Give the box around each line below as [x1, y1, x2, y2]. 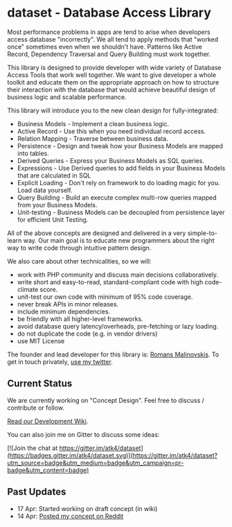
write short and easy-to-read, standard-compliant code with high [17, 277, 204, 286]
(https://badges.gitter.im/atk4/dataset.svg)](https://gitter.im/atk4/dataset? [7, 451, 218, 459]
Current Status [7, 378, 73, 390]
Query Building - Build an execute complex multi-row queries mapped [17, 193, 217, 202]
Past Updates [7, 486, 66, 498]
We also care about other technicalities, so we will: [7, 257, 152, 265]
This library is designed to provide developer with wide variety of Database [7, 63, 222, 71]
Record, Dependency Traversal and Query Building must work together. [7, 50, 211, 58]
